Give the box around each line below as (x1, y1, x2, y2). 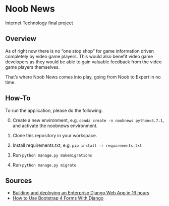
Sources (5, 176, 32, 185)
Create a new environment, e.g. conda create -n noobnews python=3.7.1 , (12, 117, 164, 123)
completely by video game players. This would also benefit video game (5, 53, 153, 59)
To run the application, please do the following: (5, 107, 103, 113)
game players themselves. (5, 64, 60, 70)
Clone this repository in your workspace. (12, 132, 97, 138)
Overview (5, 34, 37, 43)
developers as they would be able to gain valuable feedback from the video (5, 59, 162, 65)
